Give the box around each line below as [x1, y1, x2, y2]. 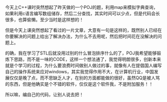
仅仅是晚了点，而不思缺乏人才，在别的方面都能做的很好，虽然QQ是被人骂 [9, 75, 160, 81]
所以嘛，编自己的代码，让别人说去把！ [5, 92, 83, 98]
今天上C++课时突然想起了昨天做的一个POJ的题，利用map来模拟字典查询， [5, 4, 158, 10]
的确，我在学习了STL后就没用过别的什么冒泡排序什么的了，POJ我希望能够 [5, 50, 157, 56]
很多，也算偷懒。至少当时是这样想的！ [5, 17, 83, 22]
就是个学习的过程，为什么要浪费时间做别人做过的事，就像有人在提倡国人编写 [5, 62, 162, 68]
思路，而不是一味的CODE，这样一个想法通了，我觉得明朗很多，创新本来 [13, 56, 162, 62]
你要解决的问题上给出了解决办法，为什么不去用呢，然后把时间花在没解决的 [5, 34, 158, 39]
